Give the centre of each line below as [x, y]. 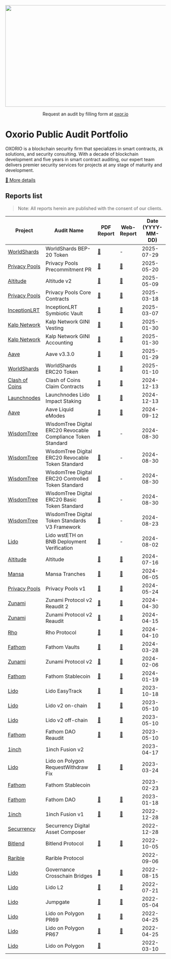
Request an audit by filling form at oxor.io [85, 114]
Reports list [24, 196]
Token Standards [66, 520]
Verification [59, 548]
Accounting [59, 342]
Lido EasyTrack [64, 691]
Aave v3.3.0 [60, 354]
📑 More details [20, 180]
